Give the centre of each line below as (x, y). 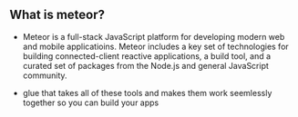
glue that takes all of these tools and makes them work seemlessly (147, 93)
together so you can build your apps (91, 102)
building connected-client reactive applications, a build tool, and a (147, 56)
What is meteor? (57, 15)
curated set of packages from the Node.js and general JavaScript (145, 65)
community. (45, 75)
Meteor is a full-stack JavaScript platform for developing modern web (154, 36)
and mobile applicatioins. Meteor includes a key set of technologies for (155, 46)
